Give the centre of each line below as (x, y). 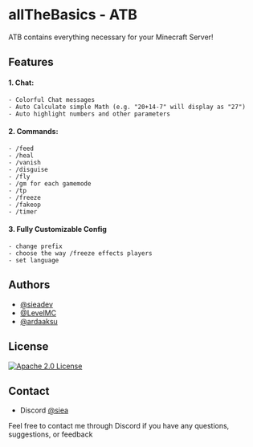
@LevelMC (38, 313)
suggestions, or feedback (51, 434)
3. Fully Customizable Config (57, 230)
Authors (29, 285)
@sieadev (37, 304)
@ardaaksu (39, 321)
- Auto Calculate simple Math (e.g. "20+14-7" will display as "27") (127, 107)
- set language (34, 260)
